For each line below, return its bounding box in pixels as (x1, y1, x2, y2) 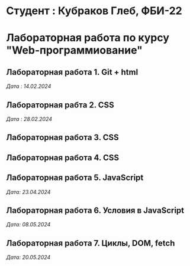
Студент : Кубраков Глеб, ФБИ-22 (6, 4, 182, 18)
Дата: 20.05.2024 (6, 254, 51, 261)
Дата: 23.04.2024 (6, 188, 51, 195)
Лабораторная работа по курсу (6, 31, 170, 45)
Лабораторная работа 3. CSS (6, 133, 120, 143)
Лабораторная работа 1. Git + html (6, 67, 139, 77)
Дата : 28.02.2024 (6, 116, 52, 122)
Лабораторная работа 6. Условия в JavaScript (6, 205, 185, 215)
